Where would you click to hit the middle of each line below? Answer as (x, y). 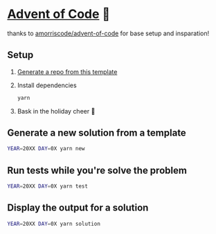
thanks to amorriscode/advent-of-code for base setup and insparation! (108, 33)
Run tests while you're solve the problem (97, 170)
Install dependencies (47, 85)
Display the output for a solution (78, 208)
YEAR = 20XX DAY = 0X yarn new (46, 149)
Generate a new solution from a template (97, 133)
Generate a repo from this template (67, 71)
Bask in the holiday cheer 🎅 (56, 111)
